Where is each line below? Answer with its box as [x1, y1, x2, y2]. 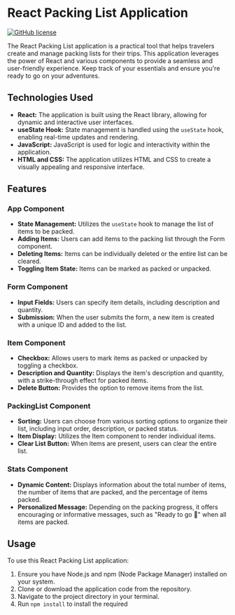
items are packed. [17, 518, 70, 526]
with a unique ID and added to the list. [17, 320, 127, 329]
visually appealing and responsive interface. [17, 163, 145, 171]
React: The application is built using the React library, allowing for [17, 110, 208, 119]
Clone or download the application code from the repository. [17, 585, 192, 593]
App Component [7, 204, 65, 214]
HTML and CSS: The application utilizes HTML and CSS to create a [17, 155, 211, 163]
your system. [17, 577, 55, 586]
